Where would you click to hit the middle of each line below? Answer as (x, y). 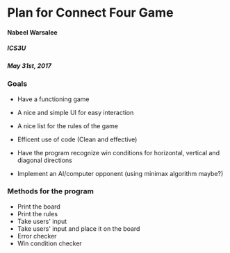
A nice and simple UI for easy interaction (75, 112)
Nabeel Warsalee (32, 32)
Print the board (39, 207)
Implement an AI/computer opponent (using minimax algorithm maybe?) (120, 173)
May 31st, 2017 (30, 66)
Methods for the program (50, 191)
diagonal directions (45, 160)
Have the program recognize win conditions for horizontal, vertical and (118, 152)
